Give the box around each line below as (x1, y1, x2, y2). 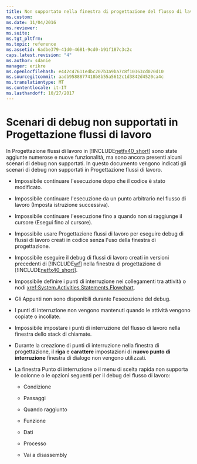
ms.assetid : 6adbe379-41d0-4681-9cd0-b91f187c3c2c (6, 47, 133, 53)
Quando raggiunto (23, 405, 67, 413)
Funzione (23, 417, 46, 424)
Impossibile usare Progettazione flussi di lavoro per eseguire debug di (14, 230, 184, 237)
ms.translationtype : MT (6, 80, 64, 86)
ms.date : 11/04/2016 (6, 19, 57, 25)
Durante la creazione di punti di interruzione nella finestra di (14, 342, 159, 349)
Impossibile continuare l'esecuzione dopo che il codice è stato (14, 177, 166, 185)
